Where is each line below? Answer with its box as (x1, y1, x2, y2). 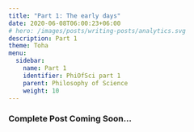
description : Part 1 (8, 34, 78, 43)
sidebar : (15, 57, 45, 65)
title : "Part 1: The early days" (8, 11, 121, 20)
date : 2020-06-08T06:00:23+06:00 (8, 19, 121, 27)
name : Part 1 (23, 64, 67, 72)
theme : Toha (8, 42, 48, 50)
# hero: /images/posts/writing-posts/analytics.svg (8, 27, 186, 35)
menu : (8, 49, 27, 57)
